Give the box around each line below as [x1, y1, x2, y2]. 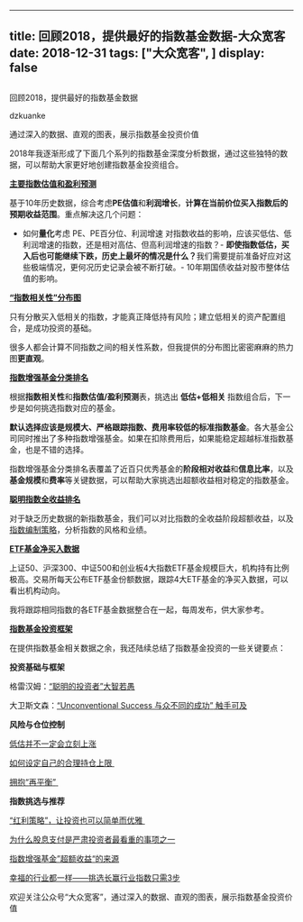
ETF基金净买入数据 [9, 543, 80, 554]
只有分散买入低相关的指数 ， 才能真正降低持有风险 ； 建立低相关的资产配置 [9, 311, 278, 322]
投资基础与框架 [9, 662, 65, 672]
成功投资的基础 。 [32, 322, 96, 333]
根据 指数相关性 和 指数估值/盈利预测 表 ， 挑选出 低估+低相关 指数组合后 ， [9, 391, 275, 402]
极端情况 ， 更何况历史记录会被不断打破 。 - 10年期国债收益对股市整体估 [30, 261, 290, 272]
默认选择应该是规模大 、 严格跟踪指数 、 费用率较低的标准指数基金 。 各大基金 [9, 421, 286, 433]
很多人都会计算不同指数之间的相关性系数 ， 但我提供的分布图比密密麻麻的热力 [9, 342, 294, 352]
